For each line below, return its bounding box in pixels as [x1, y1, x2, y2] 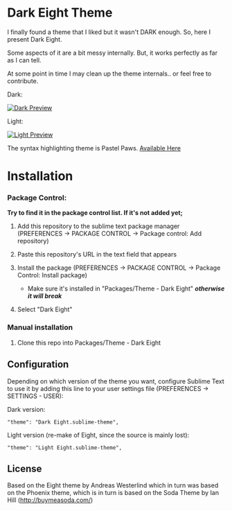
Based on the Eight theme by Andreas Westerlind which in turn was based [7, 481, 219, 490]
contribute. [7, 76, 39, 85]
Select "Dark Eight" [17, 305, 73, 313]
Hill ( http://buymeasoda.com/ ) [7, 496, 93, 504]
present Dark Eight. [7, 35, 62, 43]
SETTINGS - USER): [7, 392, 64, 400]
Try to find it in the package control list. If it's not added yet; [7, 209, 183, 217]
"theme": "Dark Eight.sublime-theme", [7, 418, 119, 426]
